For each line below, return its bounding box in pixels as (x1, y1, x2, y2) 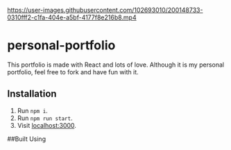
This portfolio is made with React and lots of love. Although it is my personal (7, 60, 224, 69)
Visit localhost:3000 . (17, 121, 76, 129)
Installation (7, 88, 57, 100)
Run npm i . (17, 106, 49, 115)
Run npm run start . (17, 114, 73, 122)
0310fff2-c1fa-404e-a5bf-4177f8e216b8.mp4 (7, 13, 137, 22)
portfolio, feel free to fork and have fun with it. (7, 67, 139, 76)
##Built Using (7, 135, 46, 143)
